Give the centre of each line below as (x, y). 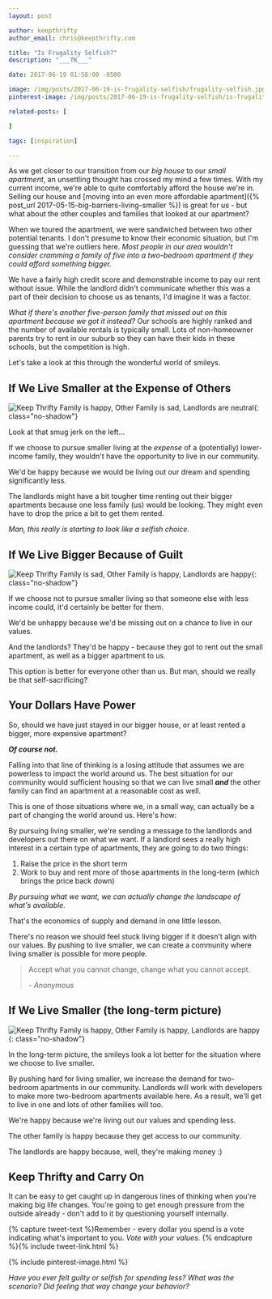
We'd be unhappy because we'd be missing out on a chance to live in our (130, 623)
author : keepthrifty (43, 30)
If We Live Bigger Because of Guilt (96, 554)
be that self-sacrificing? (48, 680)
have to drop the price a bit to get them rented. (86, 513)
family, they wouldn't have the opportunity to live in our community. (147, 456)
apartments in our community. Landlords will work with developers (151, 1087)
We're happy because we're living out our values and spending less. (122, 1120)
